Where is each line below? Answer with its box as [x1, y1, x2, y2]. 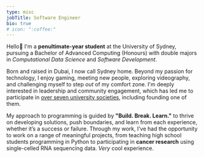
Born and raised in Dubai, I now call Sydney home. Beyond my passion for [6, 68, 193, 75]
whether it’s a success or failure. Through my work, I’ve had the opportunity [6, 125, 198, 132]
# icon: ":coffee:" [6, 26, 56, 32]
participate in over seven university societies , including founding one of [6, 94, 187, 101]
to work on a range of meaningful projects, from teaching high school [6, 132, 182, 139]
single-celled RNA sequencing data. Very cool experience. [6, 145, 154, 152]
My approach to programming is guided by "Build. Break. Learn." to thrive [6, 112, 194, 119]
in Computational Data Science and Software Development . [6, 56, 157, 63]
